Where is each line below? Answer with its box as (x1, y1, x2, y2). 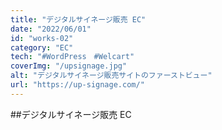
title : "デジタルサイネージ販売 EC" (10, 14, 147, 25)
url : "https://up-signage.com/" (10, 80, 145, 90)
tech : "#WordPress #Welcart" (10, 52, 135, 62)
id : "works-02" (10, 33, 74, 43)
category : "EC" (10, 42, 74, 53)
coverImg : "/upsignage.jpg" (10, 61, 128, 71)
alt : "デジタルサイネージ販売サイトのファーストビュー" (10, 71, 213, 81)
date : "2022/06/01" (10, 24, 92, 34)
